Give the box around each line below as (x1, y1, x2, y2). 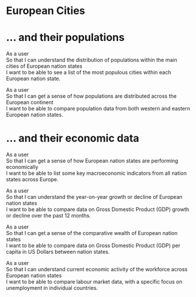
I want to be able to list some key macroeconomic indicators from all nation (6, 170, 187, 177)
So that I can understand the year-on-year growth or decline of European (6, 194, 183, 201)
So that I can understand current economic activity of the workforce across (6, 266, 188, 273)
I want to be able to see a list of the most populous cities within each (6, 69, 171, 76)
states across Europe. (6, 176, 59, 183)
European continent (6, 99, 54, 106)
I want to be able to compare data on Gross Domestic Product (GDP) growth (6, 206, 190, 213)
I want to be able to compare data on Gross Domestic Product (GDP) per (6, 242, 180, 249)
